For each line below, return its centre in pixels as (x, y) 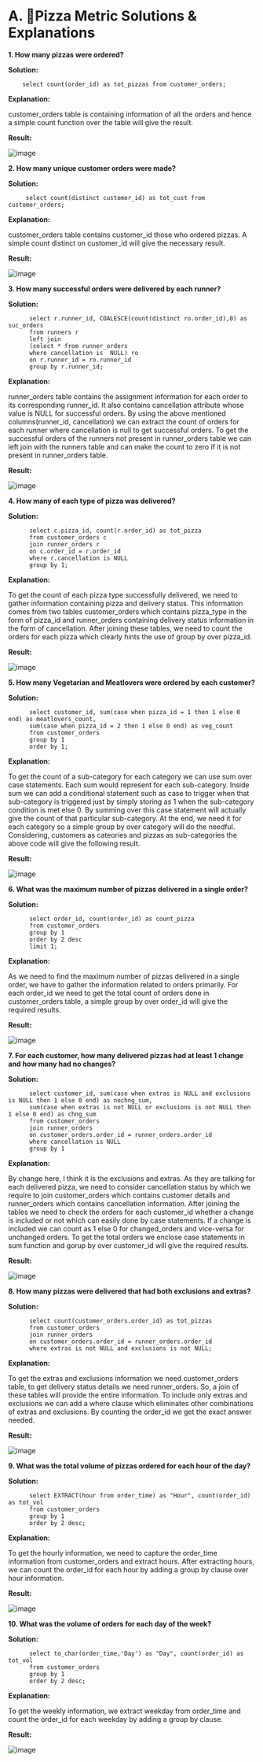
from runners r (54, 332)
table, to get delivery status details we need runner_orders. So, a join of (124, 1386)
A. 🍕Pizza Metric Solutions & (103, 16)
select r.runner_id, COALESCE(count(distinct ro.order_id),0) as (138, 318)
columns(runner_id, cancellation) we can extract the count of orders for (124, 421)
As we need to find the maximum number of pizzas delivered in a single (124, 976)
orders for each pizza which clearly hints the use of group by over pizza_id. (130, 636)
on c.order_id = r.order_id (75, 551)
